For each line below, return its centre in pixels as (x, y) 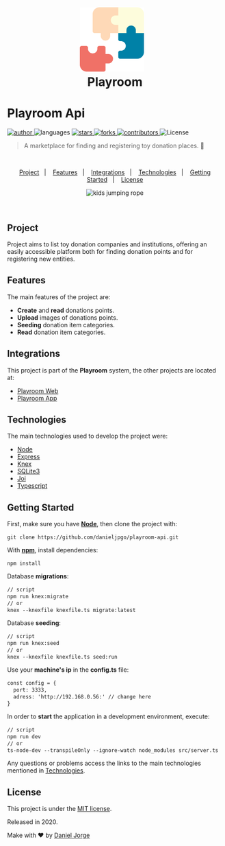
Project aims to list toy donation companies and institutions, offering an (107, 244)
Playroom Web (38, 390)
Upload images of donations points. (67, 317)
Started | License (115, 180)
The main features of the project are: (59, 297)
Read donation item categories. (61, 332)
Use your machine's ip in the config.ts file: (68, 670)
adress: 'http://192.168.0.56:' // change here (82, 697)
